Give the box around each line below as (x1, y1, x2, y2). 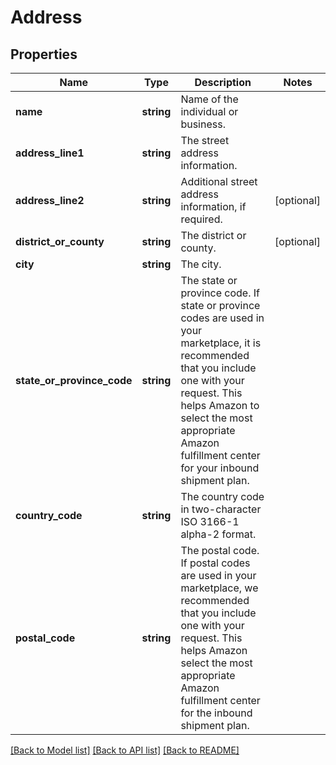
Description (194, 76, 252, 89)
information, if (180, 200, 247, 213)
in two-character (180, 502, 262, 516)
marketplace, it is (180, 336, 262, 350)
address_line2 (15, 194, 85, 207)
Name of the (180, 92, 239, 106)
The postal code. (180, 544, 260, 557)
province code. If (180, 286, 260, 300)
